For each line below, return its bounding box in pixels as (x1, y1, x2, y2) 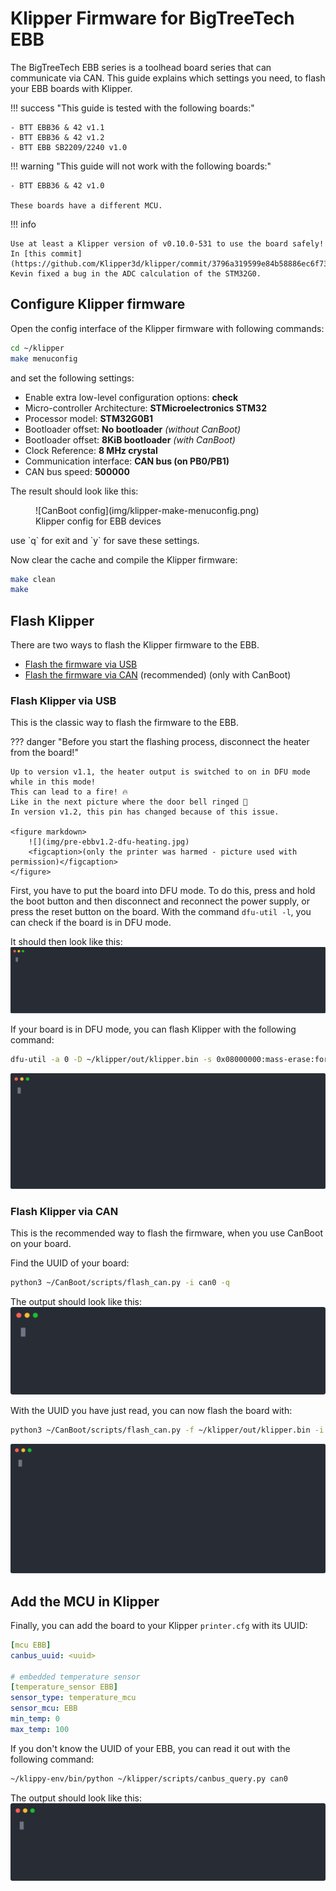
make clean (10, 574, 56, 584)
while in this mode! (10, 777, 97, 787)
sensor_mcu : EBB (10, 1703, 78, 1714)
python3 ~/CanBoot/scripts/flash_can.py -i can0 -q (10, 1277, 230, 1287)
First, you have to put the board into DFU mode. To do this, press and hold (10, 885, 316, 897)
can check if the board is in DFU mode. (10, 917, 172, 929)
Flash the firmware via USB (24, 658, 138, 671)
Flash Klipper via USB (10, 693, 117, 707)
